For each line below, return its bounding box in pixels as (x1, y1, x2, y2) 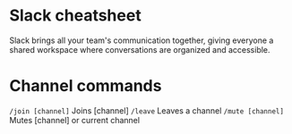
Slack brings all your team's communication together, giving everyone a (9, 35, 274, 46)
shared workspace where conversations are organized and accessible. (9, 44, 271, 54)
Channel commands (9, 76, 162, 96)
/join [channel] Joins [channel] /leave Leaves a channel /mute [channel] (9, 105, 285, 116)
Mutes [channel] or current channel (9, 114, 141, 125)
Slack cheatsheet (9, 5, 142, 26)
